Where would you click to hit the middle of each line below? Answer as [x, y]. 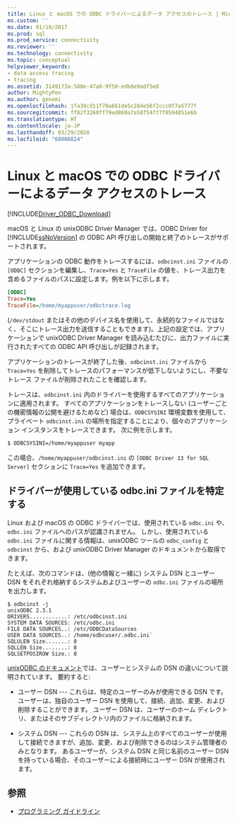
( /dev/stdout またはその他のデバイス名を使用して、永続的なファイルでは [113, 320]
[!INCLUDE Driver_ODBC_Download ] [59, 214]
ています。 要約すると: [58, 676]
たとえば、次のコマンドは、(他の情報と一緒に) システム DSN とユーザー [111, 573]
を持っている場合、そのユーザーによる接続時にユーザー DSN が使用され [121, 760]
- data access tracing [41, 73]
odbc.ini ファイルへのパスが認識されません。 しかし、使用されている [108, 531]
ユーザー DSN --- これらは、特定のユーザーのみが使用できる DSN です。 [122, 692]
